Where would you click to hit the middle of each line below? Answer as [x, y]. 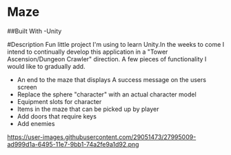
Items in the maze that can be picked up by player [88, 109]
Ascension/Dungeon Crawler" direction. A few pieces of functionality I [107, 59]
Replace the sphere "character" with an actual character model [107, 94]
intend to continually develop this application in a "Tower [88, 52]
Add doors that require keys [57, 116]
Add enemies [36, 123]
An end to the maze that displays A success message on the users [112, 79]
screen [27, 87]
